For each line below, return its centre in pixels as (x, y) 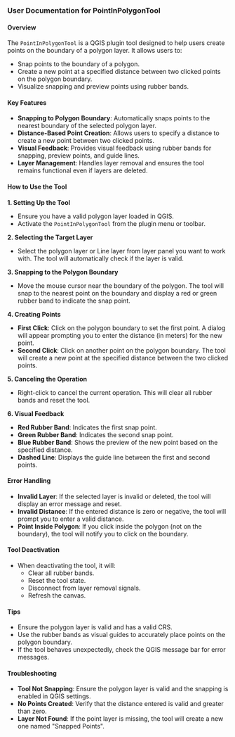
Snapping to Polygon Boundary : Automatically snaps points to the (114, 118)
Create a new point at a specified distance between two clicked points (119, 72)
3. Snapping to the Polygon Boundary (63, 272)
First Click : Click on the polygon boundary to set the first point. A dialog (121, 328)
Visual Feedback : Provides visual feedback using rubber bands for (114, 148)
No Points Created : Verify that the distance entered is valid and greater (121, 704)
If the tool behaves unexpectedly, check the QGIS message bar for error (121, 650)
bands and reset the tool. (54, 400)
